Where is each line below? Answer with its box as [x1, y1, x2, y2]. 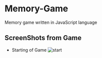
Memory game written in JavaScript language [4, 19, 97, 25]
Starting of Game [11, 47, 47, 53]
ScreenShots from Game [4, 34, 82, 42]
